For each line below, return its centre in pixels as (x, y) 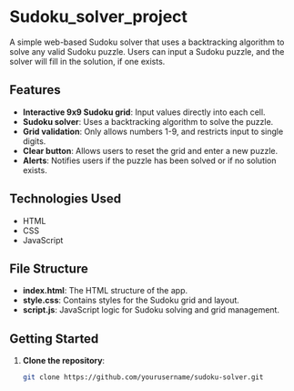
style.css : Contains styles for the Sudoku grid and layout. (131, 300)
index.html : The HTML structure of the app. (105, 291)
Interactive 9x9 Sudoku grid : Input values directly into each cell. (144, 112)
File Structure (49, 268)
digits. (34, 141)
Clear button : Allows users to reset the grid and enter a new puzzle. (150, 150)
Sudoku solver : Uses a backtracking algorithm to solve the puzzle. (148, 121)
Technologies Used (65, 199)
